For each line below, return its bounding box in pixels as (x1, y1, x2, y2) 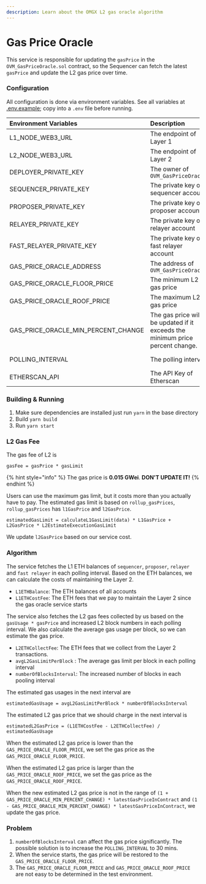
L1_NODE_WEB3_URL (9, 133, 73, 142)
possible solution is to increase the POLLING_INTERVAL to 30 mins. (15, 845, 178, 852)
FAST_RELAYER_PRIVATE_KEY (9, 241, 97, 250)
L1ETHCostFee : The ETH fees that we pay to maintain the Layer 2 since (15, 594, 191, 602)
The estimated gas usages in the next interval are (6, 688, 131, 696)
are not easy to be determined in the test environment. (15, 870, 153, 878)
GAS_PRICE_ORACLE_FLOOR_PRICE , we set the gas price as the (6, 745, 155, 753)
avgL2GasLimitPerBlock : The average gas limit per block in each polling (15, 657, 196, 664)
